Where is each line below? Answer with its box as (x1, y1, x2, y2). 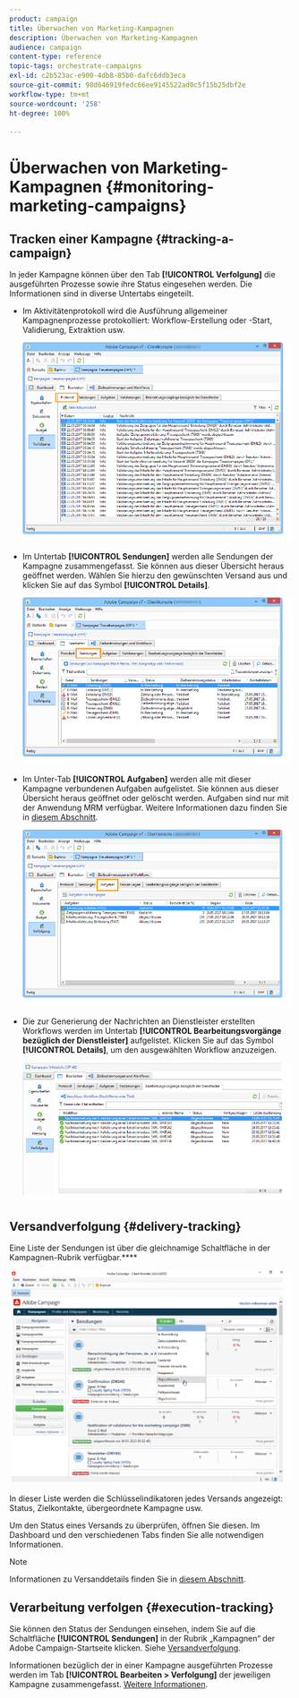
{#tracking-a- (155, 231, 235, 246)
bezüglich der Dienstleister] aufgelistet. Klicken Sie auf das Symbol (21, 1035, 275, 1045)
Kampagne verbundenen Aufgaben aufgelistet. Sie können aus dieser (21, 783, 279, 794)
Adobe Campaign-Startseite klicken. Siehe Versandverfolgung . (9, 1643, 242, 1653)
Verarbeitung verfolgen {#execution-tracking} (9, 1600, 275, 1615)
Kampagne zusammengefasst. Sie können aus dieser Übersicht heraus (21, 560, 285, 571)
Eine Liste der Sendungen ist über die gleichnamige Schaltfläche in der (9, 1242, 271, 1253)
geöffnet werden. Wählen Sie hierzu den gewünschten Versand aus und (21, 570, 288, 581)
